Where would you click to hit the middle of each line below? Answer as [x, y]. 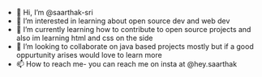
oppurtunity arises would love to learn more [89, 55]
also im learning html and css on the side [84, 38]
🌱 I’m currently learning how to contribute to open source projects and [133, 29]
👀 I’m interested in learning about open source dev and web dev [123, 21]
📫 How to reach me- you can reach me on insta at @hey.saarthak [127, 64]
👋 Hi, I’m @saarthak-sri [54, 12]
